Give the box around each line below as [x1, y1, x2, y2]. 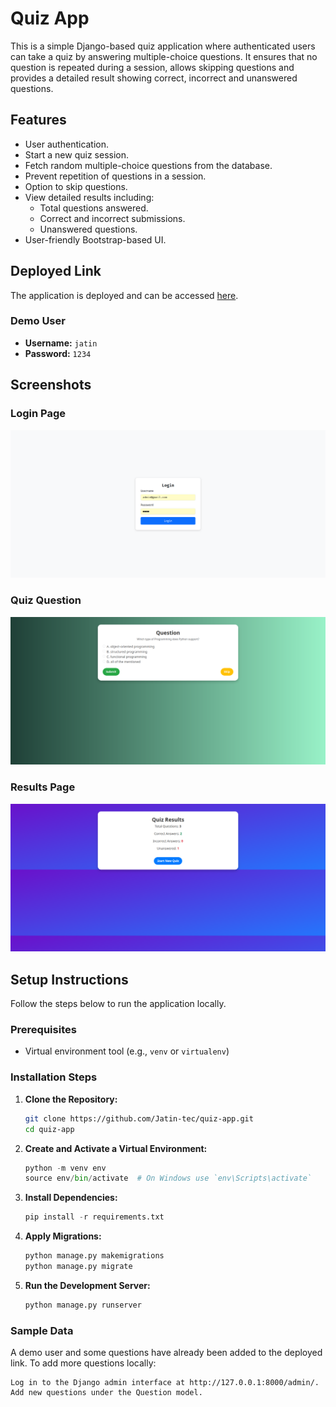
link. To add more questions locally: [10, 1357, 157, 1369]
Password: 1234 [24, 347, 92, 359]
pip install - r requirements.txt [24, 1212, 165, 1222]
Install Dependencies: [24, 1192, 118, 1204]
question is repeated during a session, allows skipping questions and [10, 61, 295, 73]
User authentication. [24, 138, 110, 150]
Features [10, 112, 67, 129]
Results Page [10, 780, 76, 794]
